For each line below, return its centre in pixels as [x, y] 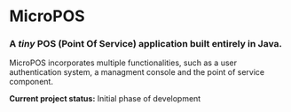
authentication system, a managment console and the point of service [137, 72]
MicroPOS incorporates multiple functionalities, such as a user [123, 63]
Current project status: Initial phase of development [105, 99]
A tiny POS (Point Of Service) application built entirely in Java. [145, 44]
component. [31, 82]
